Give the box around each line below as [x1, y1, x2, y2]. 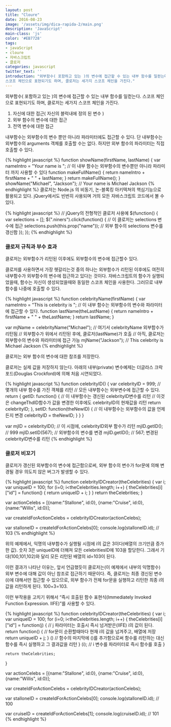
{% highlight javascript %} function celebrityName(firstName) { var [5, 296, 146, 302]
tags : [5, 41, 17, 46]
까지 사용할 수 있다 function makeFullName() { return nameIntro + [10, 169, 145, 175]
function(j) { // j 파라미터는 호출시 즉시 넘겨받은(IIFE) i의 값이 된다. [22, 622, 154, 628]
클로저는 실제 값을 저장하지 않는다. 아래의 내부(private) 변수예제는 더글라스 [5, 364, 154, 370]
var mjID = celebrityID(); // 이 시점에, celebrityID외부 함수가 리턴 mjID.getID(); [5, 423, 163, 429]
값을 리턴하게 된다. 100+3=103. [5, 583, 68, 589]
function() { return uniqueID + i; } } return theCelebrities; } [22, 490, 143, 496]
